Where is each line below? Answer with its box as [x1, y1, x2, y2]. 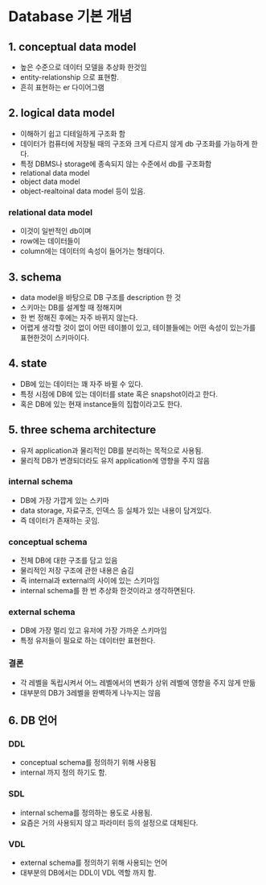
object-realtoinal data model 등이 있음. [19, 186, 146, 196]
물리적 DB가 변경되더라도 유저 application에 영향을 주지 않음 [19, 455, 211, 465]
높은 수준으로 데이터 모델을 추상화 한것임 [19, 62, 147, 72]
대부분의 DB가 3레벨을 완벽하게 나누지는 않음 [19, 688, 162, 697]
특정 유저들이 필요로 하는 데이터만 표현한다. [19, 636, 156, 646]
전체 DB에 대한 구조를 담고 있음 [19, 555, 118, 565]
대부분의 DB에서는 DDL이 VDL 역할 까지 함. [19, 868, 157, 878]
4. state [8, 356, 47, 371]
